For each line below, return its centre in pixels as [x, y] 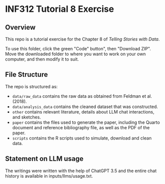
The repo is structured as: [31, 86]
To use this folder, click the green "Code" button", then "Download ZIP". [78, 49]
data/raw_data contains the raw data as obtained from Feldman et [79, 96]
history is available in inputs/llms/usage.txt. [49, 176]
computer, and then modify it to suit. [42, 59]
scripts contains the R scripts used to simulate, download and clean [82, 138]
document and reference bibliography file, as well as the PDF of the [81, 127]
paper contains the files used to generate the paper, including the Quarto [86, 122]
